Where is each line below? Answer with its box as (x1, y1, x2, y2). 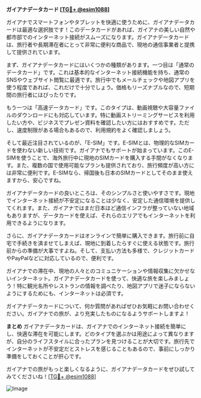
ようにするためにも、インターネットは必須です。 (6, 290, 127, 297)
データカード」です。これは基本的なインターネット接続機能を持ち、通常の (6, 69, 190, 76)
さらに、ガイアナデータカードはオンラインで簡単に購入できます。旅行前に (6, 232, 190, 239)
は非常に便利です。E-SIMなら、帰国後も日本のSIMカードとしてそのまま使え (6, 169, 193, 176)
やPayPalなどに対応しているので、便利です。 (6, 255, 117, 261)
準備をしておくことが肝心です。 (6, 353, 85, 360)
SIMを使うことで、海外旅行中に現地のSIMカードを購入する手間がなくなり (6, 154, 188, 161)
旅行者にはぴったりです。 (16, 91, 80, 98)
